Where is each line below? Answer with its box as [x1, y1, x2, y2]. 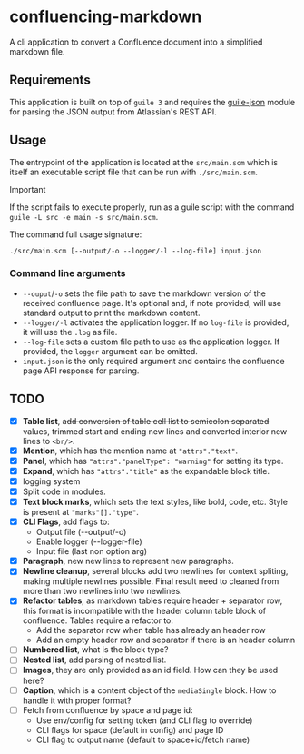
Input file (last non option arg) [35, 546, 148, 557]
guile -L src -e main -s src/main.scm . [9, 211, 159, 222]
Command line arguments [9, 267, 126, 280]
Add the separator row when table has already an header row [35, 625, 266, 636]
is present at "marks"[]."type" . [22, 507, 139, 518]
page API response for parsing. [22, 365, 140, 376]
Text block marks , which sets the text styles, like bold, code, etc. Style [22, 497, 289, 508]
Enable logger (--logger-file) [35, 536, 142, 547]
